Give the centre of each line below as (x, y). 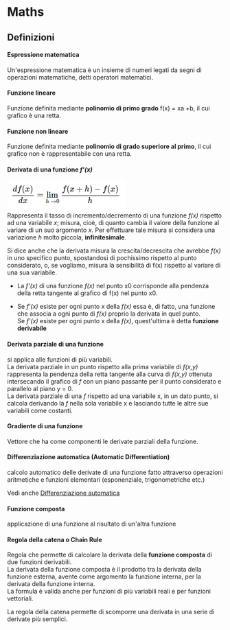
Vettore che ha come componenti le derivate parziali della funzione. (103, 441)
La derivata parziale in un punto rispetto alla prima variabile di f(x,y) (103, 366)
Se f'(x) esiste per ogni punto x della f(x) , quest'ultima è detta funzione (118, 321)
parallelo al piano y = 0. (40, 388)
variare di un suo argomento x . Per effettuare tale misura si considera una (111, 230)
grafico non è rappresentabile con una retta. (70, 154)
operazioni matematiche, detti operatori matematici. (80, 77)
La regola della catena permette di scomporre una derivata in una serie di (111, 612)
